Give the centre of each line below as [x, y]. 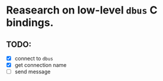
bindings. [30, 23]
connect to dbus [34, 58]
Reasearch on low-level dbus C [82, 10]
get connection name [40, 65]
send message [32, 72]
